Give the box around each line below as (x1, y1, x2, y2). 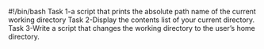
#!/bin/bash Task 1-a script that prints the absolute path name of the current (8, 7, 256, 16)
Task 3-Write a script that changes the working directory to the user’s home (8, 24, 255, 32)
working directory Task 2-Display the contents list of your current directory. (8, 15, 255, 24)
